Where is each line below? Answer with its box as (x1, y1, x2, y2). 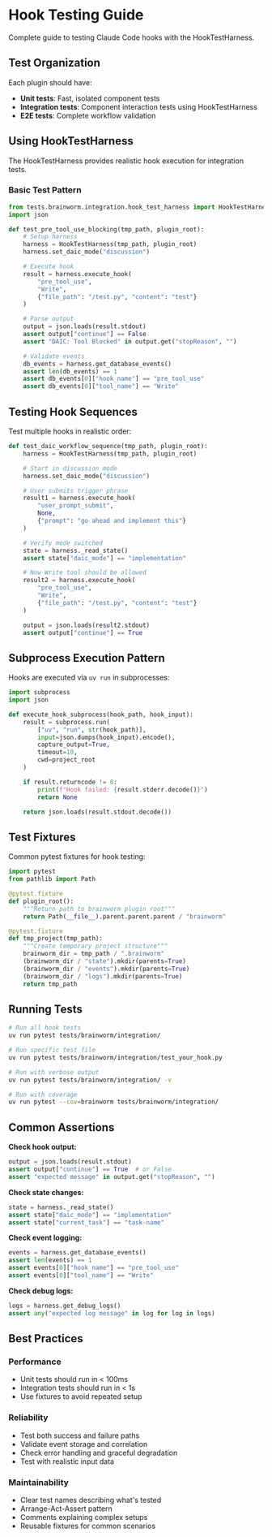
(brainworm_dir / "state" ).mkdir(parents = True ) (23, 957, 186, 965)
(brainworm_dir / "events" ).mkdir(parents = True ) (23, 965, 190, 973)
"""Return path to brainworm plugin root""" (23, 904, 176, 913)
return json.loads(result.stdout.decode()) (23, 808, 172, 816)
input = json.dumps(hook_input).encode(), (37, 733, 176, 741)
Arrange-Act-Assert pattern (19, 1504, 113, 1513)
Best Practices (8, 1332, 83, 1345)
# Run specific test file (8, 1046, 96, 1055)
